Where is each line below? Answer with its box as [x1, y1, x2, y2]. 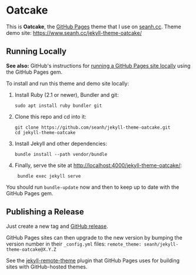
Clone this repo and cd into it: [14, 113, 87, 120]
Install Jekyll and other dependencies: [14, 140, 107, 147]
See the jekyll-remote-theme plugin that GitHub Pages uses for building [6, 257, 180, 264]
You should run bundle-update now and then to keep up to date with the [6, 184, 180, 191]
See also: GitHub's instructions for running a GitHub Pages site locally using [6, 62, 191, 69]
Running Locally [6, 47, 67, 57]
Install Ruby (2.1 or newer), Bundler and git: [14, 91, 119, 98]
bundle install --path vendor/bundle [14, 151, 108, 157]
